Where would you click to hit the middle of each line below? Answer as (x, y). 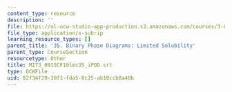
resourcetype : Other (37, 59)
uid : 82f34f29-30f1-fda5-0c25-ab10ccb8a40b (71, 78)
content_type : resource (41, 13)
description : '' (30, 20)
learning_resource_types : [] (49, 39)
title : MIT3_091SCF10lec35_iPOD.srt (60, 65)
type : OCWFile (28, 71)
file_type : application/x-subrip (55, 33)
